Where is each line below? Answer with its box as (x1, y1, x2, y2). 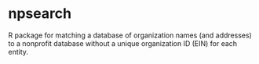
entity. (8, 47, 29, 56)
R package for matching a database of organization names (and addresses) (8, 30, 253, 40)
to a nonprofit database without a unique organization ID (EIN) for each (8, 38, 238, 48)
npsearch (8, 5, 72, 23)
